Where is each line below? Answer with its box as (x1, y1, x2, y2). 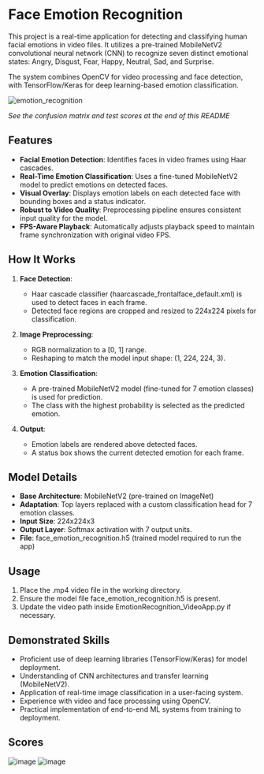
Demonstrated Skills (8, 633, 110, 647)
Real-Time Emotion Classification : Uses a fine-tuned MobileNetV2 (19, 171, 238, 180)
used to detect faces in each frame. (31, 297, 147, 307)
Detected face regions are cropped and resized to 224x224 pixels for (31, 306, 257, 315)
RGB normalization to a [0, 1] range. (31, 344, 147, 354)
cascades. (19, 163, 54, 173)
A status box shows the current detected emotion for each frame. (31, 448, 244, 457)
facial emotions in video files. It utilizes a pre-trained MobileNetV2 (8, 39, 223, 49)
